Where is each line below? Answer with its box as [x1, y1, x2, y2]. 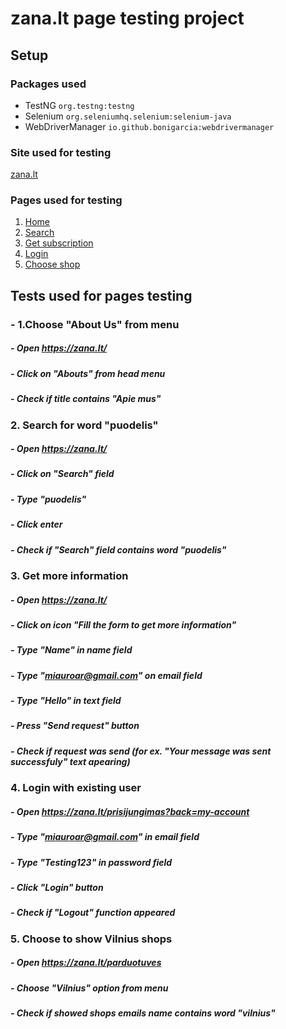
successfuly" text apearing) [10, 755, 131, 767]
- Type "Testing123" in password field [10, 856, 173, 868]
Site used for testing [10, 145, 112, 159]
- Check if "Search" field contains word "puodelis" [10, 543, 227, 556]
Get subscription [24, 237, 94, 249]
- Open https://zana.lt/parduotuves [10, 957, 162, 969]
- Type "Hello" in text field [10, 695, 122, 707]
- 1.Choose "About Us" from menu [10, 317, 180, 331]
